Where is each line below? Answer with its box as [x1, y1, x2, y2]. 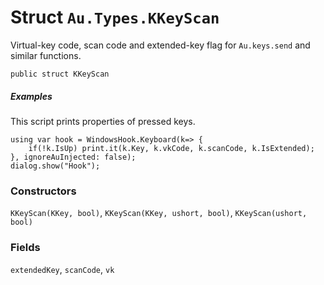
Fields [10, 241, 41, 255]
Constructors [10, 184, 77, 198]
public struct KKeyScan [10, 69, 110, 79]
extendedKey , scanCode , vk [10, 263, 115, 275]
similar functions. [10, 49, 82, 61]
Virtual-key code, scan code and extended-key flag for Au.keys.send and [10, 39, 311, 51]
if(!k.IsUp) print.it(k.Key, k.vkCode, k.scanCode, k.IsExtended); [28, 143, 315, 153]
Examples [10, 90, 53, 102]
